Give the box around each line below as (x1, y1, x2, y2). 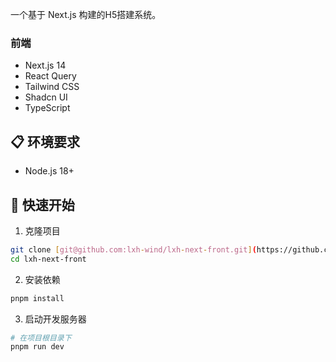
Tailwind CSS (24, 81, 80, 93)
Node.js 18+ (24, 165, 75, 177)
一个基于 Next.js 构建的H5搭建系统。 (10, 9, 162, 20)
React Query (24, 70, 77, 82)
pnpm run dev (10, 342, 65, 352)
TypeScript (24, 102, 71, 114)
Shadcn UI (24, 91, 68, 103)
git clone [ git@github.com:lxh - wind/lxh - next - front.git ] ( (10, 244, 257, 255)
